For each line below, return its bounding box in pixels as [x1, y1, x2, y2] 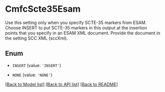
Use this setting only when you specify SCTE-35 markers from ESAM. [5, 20, 147, 25]
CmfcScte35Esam [5, 3, 81, 15]
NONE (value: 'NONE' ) [12, 72, 53, 78]
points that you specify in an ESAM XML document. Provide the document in [5, 30, 161, 36]
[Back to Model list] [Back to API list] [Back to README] [5, 81, 118, 87]
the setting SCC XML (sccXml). [5, 35, 68, 41]
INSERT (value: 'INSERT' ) [12, 62, 62, 68]
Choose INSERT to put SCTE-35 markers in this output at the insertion [5, 24, 147, 30]
